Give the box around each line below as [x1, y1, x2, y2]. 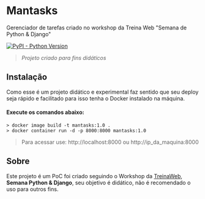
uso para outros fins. [6, 185, 59, 193]
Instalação [6, 72, 48, 83]
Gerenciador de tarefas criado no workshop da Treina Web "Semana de [6, 24, 187, 31]
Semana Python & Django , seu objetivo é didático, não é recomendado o [6, 179, 191, 186]
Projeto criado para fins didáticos [21, 54, 106, 61]
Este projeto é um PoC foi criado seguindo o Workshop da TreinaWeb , [6, 172, 182, 179]
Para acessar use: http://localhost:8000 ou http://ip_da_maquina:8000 [21, 138, 199, 146]
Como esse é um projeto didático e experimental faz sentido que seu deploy [6, 88, 199, 96]
